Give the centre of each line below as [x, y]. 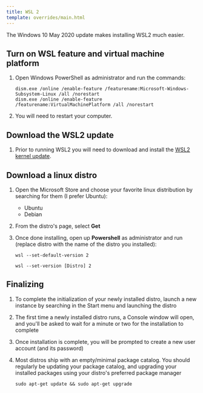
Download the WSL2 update [60, 135]
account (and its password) [49, 348]
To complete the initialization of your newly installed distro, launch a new [106, 299]
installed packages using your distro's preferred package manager [98, 372]
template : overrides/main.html [46, 18]
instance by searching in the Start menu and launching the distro [96, 305]
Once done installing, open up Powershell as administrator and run [99, 237]
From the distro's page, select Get [58, 226]
